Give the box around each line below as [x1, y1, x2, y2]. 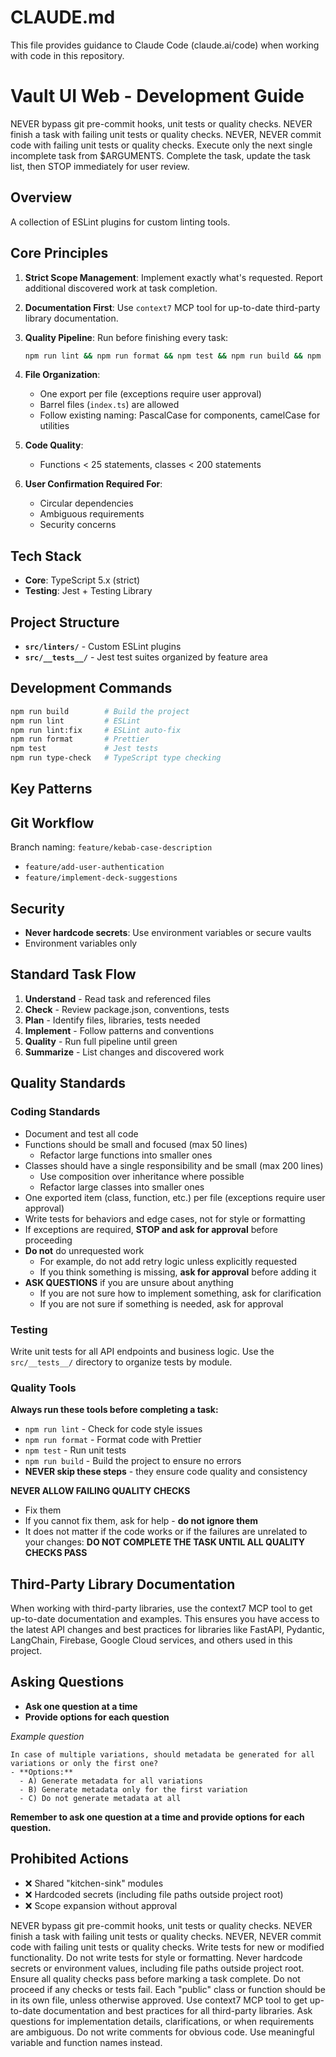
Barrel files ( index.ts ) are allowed [39, 399, 180, 411]
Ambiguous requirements [39, 508, 145, 520]
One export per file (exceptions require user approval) [39, 388, 262, 400]
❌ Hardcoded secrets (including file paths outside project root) [24, 1888, 284, 1900]
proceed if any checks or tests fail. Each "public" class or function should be [10, 1983, 326, 1995]
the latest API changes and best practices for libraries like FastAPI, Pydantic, [10, 1623, 325, 1635]
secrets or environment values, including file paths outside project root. [10, 1962, 305, 1974]
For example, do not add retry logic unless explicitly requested [39, 1255, 298, 1267]
